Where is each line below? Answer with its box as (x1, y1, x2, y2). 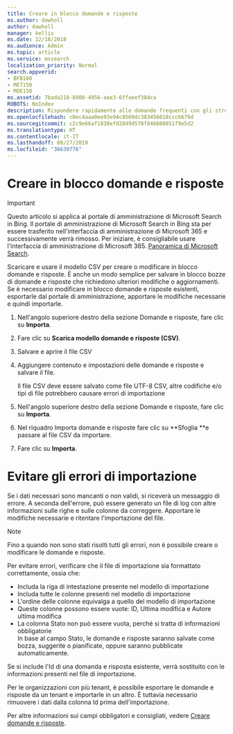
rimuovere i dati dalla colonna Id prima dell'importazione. (7, 698, 170, 706)
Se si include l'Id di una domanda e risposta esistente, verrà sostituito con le (7, 662, 225, 671)
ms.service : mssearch (7, 56, 70, 63)
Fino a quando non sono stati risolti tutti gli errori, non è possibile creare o (7, 540, 218, 549)
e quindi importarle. (7, 300, 64, 308)
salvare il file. (17, 368, 55, 376)
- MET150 (7, 81, 33, 88)
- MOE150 (7, 88, 33, 95)
